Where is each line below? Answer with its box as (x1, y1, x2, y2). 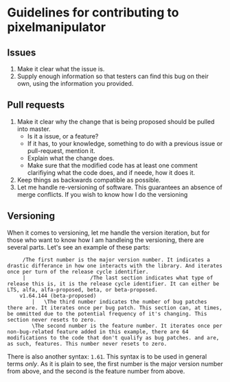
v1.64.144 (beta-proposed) (19, 292, 97, 299)
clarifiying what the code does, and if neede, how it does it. (27, 168, 196, 176)
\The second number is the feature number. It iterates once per (32, 322, 223, 329)
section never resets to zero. (7, 316, 97, 323)
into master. (16, 125, 51, 133)
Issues (7, 47, 36, 58)
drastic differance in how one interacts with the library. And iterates (7, 262, 223, 269)
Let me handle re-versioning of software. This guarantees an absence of (16, 183, 223, 191)
